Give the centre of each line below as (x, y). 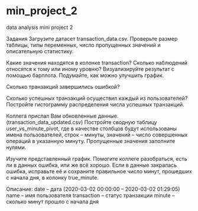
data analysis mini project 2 (40, 27)
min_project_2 (42, 11)
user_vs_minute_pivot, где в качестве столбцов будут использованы (92, 128)
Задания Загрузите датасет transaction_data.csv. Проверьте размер (92, 38)
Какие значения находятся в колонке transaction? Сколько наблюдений (97, 63)
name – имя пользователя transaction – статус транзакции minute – (90, 195)
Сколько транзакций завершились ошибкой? (63, 86)
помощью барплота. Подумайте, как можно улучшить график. (85, 75)
